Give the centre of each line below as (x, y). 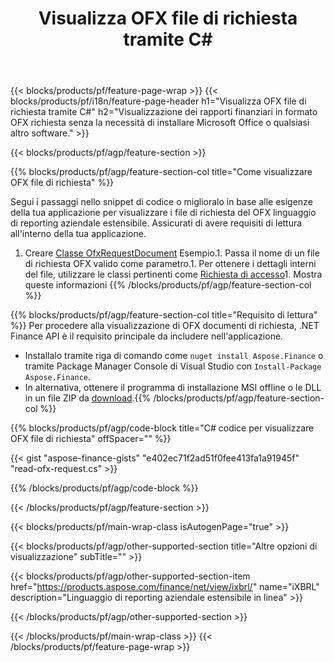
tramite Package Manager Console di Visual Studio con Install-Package (173, 366)
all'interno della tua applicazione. (78, 234)
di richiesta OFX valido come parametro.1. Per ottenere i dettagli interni (170, 264)
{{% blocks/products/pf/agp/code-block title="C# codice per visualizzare (162, 428)
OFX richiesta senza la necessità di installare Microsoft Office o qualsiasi (160, 123)
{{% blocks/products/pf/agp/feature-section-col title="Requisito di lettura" (164, 315)
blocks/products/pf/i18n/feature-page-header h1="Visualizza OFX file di (158, 101)
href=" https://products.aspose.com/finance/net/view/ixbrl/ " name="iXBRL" (165, 587)
